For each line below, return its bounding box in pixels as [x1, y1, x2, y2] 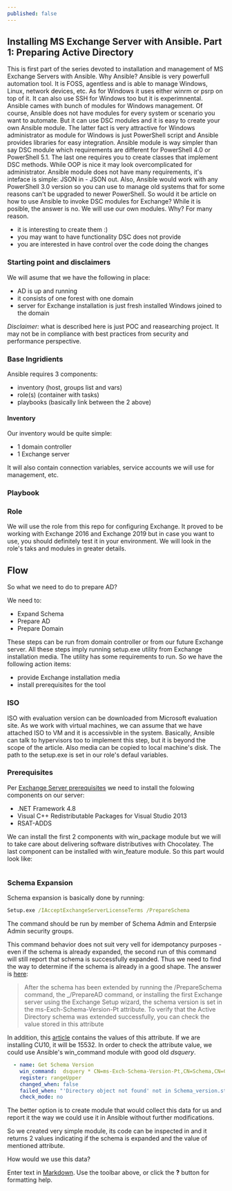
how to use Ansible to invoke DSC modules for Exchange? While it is [7, 197, 202, 206]
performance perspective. [7, 337, 81, 345]
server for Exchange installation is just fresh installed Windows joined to [17, 301, 222, 310]
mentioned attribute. [7, 1142, 66, 1150]
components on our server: [7, 791, 85, 799]
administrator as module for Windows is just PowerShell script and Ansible [7, 131, 219, 139]
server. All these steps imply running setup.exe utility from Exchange [7, 645, 202, 654]
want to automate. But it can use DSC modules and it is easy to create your [7, 116, 220, 125]
